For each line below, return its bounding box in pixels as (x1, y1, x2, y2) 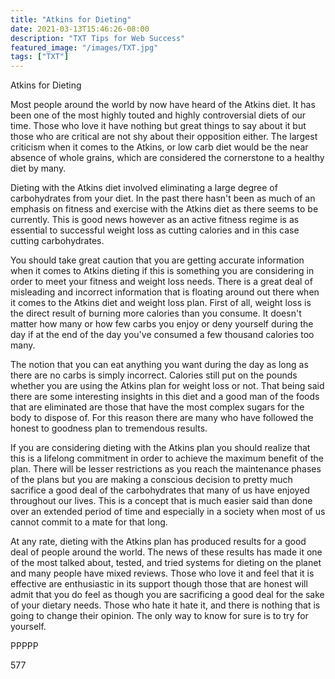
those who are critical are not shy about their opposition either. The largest (10, 131, 318, 143)
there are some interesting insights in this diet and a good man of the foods (10, 391, 320, 403)
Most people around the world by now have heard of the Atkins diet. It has (10, 99, 316, 111)
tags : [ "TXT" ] (10, 52, 70, 62)
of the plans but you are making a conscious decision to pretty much (10, 474, 293, 486)
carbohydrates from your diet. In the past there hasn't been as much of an (10, 192, 316, 205)
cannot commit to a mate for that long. (10, 516, 168, 528)
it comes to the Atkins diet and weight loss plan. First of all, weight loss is (10, 297, 312, 309)
